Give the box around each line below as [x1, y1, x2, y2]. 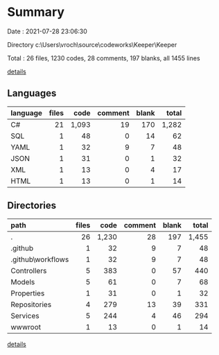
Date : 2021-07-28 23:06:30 [7, 27, 88, 35]
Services [10, 311, 40, 320]
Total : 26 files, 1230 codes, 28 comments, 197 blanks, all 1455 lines [7, 53, 200, 62]
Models [10, 277, 35, 286]
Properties [10, 288, 45, 298]
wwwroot [10, 322, 42, 331]
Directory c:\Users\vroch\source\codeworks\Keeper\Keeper [7, 40, 177, 49]
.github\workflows [10, 254, 69, 264]
